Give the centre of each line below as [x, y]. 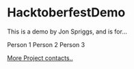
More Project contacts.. [40, 58]
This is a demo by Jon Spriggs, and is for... [67, 31]
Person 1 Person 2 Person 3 [46, 44]
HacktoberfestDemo [66, 13]
